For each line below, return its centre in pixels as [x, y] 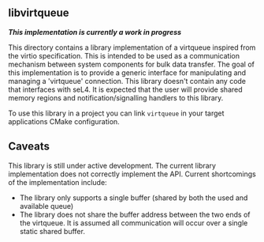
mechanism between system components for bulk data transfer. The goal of [131, 64]
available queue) [46, 206]
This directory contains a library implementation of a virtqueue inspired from [132, 47]
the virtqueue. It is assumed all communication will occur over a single [134, 223]
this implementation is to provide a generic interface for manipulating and [127, 72]
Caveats [29, 147]
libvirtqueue [39, 13]
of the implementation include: [58, 182]
